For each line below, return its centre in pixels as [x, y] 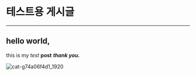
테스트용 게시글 [40, 12]
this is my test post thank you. [43, 55]
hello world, [28, 41]
